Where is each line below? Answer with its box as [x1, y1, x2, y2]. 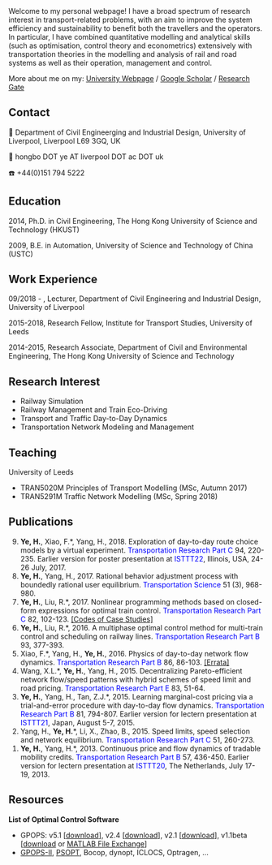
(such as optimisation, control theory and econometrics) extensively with [8, 41, 253, 50]
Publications [8, 515, 74, 529]
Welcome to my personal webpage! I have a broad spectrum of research [8, 6, 251, 15]
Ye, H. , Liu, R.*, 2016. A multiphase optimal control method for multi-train [19, 622, 264, 632]
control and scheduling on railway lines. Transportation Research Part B [19, 631, 261, 641]
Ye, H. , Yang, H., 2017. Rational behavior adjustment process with [19, 570, 239, 581]
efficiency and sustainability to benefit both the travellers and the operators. [8, 24, 262, 33]
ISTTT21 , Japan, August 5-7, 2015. [19, 717, 136, 727]
